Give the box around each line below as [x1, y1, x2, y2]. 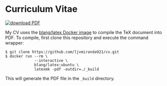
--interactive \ [34, 58, 68, 63]
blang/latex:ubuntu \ [34, 62, 79, 67]
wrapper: [5, 40, 24, 45]
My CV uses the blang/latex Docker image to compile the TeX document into [5, 29, 162, 35]
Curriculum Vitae [5, 3, 78, 15]
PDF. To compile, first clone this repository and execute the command [5, 35, 149, 41]
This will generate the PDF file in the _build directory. [5, 75, 115, 81]
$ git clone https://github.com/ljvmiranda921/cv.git [5, 49, 120, 54]
